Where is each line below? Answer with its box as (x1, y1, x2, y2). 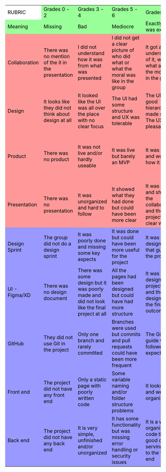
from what (78, 62, 102, 69)
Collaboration (7, 59, 39, 66)
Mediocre (112, 23, 134, 30)
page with (78, 382, 101, 389)
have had (112, 298, 133, 305)
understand (78, 50, 105, 57)
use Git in (43, 340, 66, 347)
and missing (78, 243, 106, 250)
